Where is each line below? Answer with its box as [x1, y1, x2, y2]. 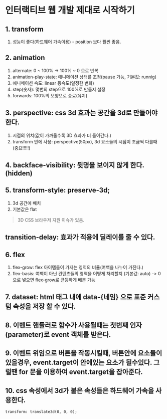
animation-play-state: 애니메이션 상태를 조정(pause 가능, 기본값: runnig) [12, 74, 157, 80]
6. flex [5, 250, 25, 259]
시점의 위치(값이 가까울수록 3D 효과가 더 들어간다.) [12, 132, 112, 138]
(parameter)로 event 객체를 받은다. [5, 330, 111, 339]
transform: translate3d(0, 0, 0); [5, 409, 78, 414]
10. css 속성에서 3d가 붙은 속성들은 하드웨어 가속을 [5, 386, 154, 395]
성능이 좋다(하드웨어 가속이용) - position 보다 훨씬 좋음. [12, 39, 121, 45]
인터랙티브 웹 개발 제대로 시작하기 [5, 5, 135, 16]
